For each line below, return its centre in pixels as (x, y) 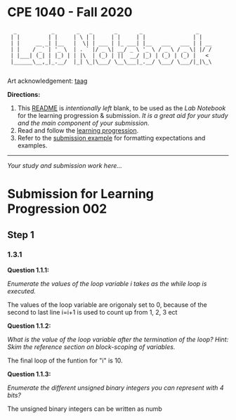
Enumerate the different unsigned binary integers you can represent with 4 (116, 388)
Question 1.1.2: (29, 326)
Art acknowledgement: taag (47, 81)
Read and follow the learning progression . (78, 130)
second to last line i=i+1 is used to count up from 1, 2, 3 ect (92, 312)
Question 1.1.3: (29, 374)
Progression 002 (57, 209)
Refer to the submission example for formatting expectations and (111, 138)
